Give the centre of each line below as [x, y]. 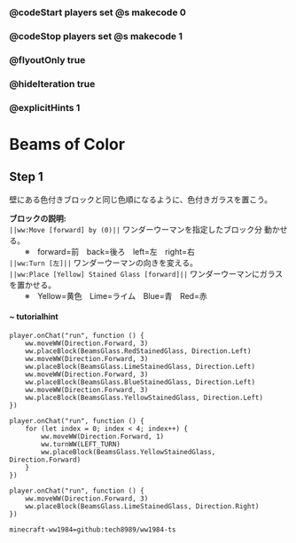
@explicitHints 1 [45, 107]
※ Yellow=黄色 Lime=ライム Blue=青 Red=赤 [116, 295]
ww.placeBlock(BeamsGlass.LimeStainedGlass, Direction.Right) [142, 506]
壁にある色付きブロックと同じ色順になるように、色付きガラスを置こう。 [141, 199]
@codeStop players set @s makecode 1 [96, 35]
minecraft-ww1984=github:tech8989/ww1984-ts [93, 530]
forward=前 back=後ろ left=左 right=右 [116, 251]
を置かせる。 [32, 285]
